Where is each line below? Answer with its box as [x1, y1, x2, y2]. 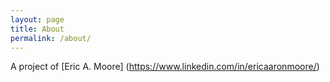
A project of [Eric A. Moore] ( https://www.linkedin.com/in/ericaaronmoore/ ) [10, 61, 320, 73]
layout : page [10, 14, 65, 25]
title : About [10, 24, 65, 34]
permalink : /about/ [10, 33, 92, 43]
